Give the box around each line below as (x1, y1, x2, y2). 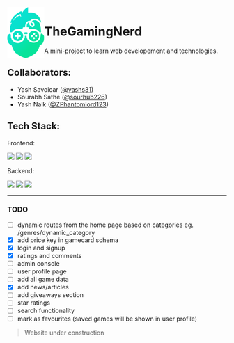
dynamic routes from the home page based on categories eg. (17, 221, 194, 229)
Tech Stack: (7, 120, 61, 132)
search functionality (17, 306, 75, 315)
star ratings (17, 298, 51, 307)
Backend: (7, 166, 35, 175)
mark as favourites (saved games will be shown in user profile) (17, 314, 197, 323)
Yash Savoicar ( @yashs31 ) (17, 85, 94, 93)
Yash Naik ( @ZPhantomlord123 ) (17, 100, 109, 109)
